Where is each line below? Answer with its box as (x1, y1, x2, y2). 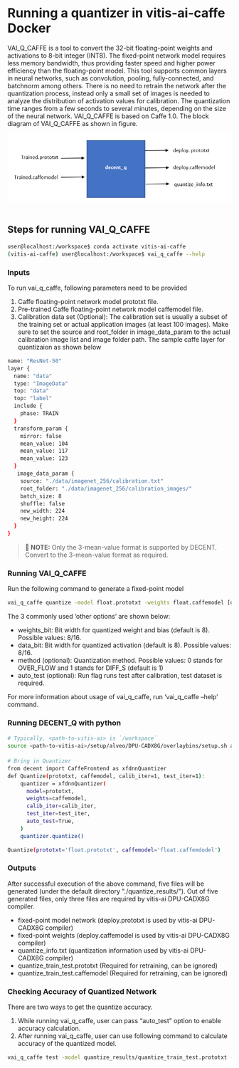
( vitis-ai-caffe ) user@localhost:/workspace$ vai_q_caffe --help (7, 251, 205, 258)
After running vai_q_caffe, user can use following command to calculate (17, 1032, 228, 1040)
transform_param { (14, 425, 69, 432)
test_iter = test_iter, (26, 810, 91, 817)
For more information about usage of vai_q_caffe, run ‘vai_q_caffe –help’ (7, 693, 218, 701)
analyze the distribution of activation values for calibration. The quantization (7, 96, 230, 105)
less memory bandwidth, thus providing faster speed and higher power (7, 58, 216, 67)
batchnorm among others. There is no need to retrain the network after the (7, 81, 226, 90)
